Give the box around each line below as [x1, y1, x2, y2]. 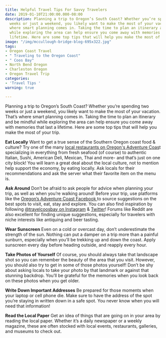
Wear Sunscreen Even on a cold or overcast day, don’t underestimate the [5, 226, 155, 232]
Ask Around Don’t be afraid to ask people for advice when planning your [5, 185, 154, 191]
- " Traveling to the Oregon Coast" [5, 53, 81, 58]
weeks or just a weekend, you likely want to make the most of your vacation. [5, 108, 161, 114]
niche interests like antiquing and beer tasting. [5, 217, 99, 223]
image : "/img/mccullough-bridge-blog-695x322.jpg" [5, 39, 112, 44]
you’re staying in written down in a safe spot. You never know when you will [5, 298, 160, 303]
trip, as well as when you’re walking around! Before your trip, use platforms [5, 190, 158, 196]
